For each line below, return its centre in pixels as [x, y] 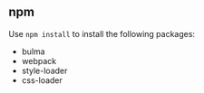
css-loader [42, 80]
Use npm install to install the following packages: [102, 33]
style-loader [44, 70]
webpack [39, 60]
